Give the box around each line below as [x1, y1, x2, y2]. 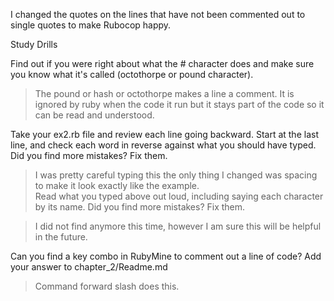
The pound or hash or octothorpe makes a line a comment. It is [34, 88, 295, 99]
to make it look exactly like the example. [34, 180, 200, 191]
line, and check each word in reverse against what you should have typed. [10, 139, 317, 151]
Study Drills [10, 39, 58, 50]
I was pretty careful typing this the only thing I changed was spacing [34, 169, 318, 181]
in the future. [34, 231, 88, 243]
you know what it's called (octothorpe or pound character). [10, 69, 254, 80]
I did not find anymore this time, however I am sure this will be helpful [34, 220, 322, 232]
